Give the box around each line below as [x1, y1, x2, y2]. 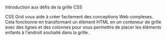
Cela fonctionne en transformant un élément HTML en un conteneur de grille [5, 19, 162, 25]
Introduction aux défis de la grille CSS [5, 4, 83, 10]
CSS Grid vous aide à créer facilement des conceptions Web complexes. [5, 14, 154, 19]
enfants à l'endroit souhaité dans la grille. [5, 30, 89, 35]
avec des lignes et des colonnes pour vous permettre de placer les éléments [5, 24, 162, 30]
